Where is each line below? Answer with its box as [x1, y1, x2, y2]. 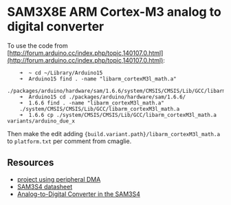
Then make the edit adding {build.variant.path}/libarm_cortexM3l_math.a [7, 129, 221, 138]
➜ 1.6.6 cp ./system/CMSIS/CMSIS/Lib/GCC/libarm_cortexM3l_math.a [19, 111, 217, 118]
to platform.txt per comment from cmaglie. [7, 137, 132, 145]
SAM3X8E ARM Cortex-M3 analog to [7, 4, 221, 20]
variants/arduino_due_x [7, 118, 76, 125]
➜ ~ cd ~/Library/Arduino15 [19, 69, 103, 76]
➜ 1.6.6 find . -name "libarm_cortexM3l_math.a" [19, 99, 165, 107]
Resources [7, 157, 54, 169]
